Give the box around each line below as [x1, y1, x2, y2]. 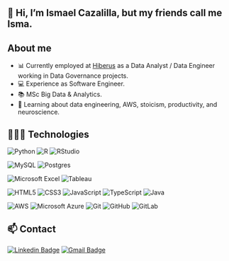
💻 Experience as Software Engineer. [17, 79, 125, 88]
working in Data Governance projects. [17, 71, 129, 80]
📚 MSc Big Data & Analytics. [17, 90, 103, 99]
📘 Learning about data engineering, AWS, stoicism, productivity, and [17, 100, 218, 109]
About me [7, 42, 52, 54]
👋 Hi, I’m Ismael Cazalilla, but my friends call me [7, 7, 223, 19]
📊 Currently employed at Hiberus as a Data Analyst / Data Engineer [17, 62, 216, 70]
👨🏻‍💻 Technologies [7, 128, 90, 140]
